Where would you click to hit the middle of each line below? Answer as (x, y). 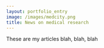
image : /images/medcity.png (41, 17)
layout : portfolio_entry (37, 11)
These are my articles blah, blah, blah (52, 39)
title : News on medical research (48, 22)
